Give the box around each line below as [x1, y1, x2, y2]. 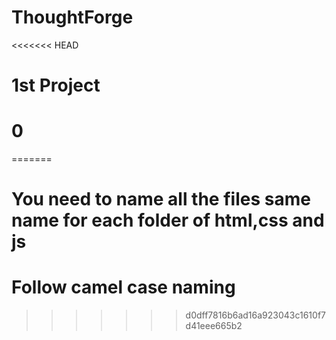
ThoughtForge [11, 6, 134, 29]
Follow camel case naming [11, 276, 236, 299]
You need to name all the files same [11, 188, 311, 211]
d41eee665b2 [185, 320, 243, 332]
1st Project [11, 74, 101, 97]
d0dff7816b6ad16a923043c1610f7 [185, 309, 326, 321]
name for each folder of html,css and [11, 209, 325, 232]
